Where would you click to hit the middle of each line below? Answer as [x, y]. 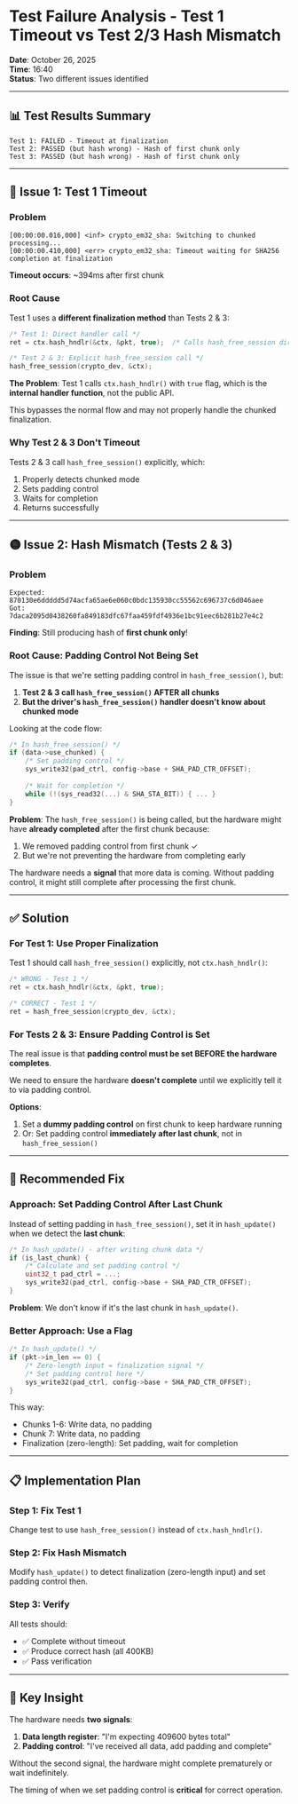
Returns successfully [60, 507]
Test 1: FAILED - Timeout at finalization [89, 141]
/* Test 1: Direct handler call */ [75, 334]
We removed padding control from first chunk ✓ [110, 846]
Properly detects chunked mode [81, 479]
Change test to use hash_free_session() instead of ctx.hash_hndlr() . [136, 1530]
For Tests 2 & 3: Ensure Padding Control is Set [110, 1034]
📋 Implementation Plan [75, 1480]
